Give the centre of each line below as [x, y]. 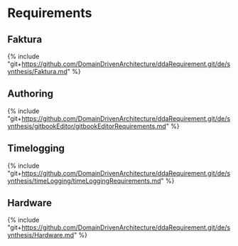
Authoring [31, 94]
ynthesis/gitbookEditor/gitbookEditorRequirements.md [87, 126]
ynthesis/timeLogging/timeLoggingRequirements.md [84, 181]
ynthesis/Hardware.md [41, 235]
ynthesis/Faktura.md [37, 71]
